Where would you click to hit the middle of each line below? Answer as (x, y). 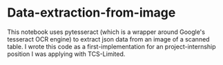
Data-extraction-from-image (91, 13)
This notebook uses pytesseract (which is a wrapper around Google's (106, 32)
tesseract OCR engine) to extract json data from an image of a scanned (108, 39)
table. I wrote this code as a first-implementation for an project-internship (111, 46)
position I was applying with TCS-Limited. (66, 54)
